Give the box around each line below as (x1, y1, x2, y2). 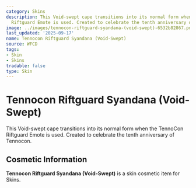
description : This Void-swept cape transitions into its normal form (6, 14, 179, 20)
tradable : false (6, 62, 45, 69)
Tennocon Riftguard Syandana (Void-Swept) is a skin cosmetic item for (6, 170, 180, 177)
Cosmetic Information (6, 154, 87, 164)
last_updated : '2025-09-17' (6, 30, 75, 36)
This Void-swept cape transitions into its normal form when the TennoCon (6, 125, 184, 132)
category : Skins (6, 8, 45, 15)
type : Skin (6, 68, 33, 74)
